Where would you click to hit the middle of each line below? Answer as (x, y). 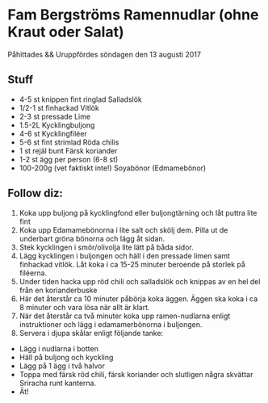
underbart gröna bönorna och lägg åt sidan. (92, 238)
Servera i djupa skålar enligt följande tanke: (91, 333)
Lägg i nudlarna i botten (59, 348)
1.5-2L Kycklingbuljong (57, 125)
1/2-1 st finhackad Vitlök (59, 107)
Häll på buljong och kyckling (66, 357)
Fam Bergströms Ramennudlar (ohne (133, 15)
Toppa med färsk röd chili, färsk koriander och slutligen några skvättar (136, 374)
